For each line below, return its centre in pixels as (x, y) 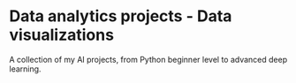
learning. (25, 69)
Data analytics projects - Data (121, 16)
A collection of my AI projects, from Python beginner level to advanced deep (148, 59)
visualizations (62, 35)
